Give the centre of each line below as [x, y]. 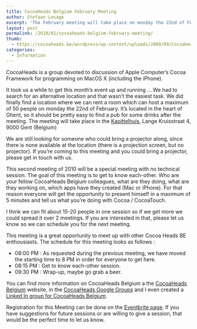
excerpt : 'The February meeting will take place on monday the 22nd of [95, 22]
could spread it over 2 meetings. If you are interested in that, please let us [95, 218]
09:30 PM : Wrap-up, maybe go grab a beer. [68, 272]
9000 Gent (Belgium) [31, 127]
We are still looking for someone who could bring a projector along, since [94, 138]
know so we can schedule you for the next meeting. [69, 224]
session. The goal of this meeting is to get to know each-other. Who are [93, 175]
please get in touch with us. [40, 157]
